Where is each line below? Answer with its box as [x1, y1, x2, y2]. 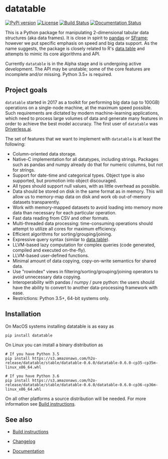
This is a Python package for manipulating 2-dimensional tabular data [5, 29, 149, 35]
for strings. [12, 167, 36, 173]
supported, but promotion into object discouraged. [12, 177, 117, 184]
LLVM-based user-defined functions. [12, 252, 89, 258]
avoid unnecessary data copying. [12, 274, 82, 280]
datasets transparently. [12, 199, 60, 205]
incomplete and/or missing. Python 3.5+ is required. [5, 71, 113, 77]
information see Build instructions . [5, 401, 76, 407]
